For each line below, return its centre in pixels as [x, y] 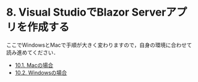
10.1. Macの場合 [34, 65]
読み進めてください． [32, 52]
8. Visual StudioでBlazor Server [86, 12]
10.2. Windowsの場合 [41, 72]
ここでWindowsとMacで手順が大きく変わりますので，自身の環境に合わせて [99, 45]
